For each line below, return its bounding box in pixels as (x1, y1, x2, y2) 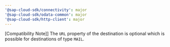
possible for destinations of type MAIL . (5, 36, 84, 42)
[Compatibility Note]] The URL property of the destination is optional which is (5, 31, 165, 37)
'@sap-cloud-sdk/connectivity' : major (5, 7, 87, 13)
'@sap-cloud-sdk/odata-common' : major (5, 12, 87, 17)
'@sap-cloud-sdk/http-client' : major (5, 17, 85, 22)
